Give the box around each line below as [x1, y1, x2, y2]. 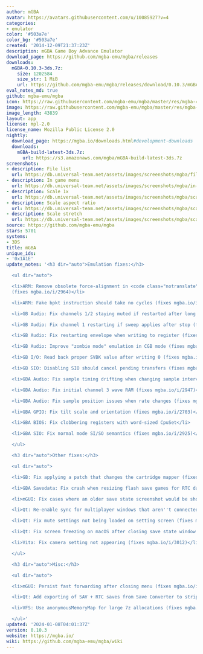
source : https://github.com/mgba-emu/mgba [6, 222, 115, 228]
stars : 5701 [6, 228, 36, 234]
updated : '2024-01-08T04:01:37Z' [6, 621, 91, 627]
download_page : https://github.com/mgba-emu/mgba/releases [6, 54, 158, 60]
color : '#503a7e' [6, 31, 50, 37]
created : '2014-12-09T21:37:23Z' [6, 43, 91, 49]
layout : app [6, 115, 36, 121]
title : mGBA [6, 245, 36, 251]
